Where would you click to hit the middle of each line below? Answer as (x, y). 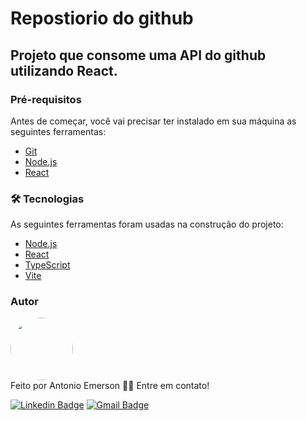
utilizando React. (64, 70)
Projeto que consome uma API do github (138, 55)
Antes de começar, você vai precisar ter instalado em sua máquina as (153, 121)
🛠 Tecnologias (47, 199)
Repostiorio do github (102, 18)
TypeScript (47, 265)
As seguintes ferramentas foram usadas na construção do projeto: (147, 224)
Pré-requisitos (46, 99)
